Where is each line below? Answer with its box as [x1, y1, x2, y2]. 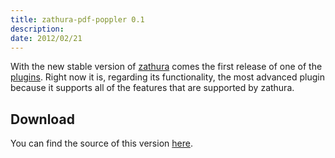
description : [10, 24, 65, 34]
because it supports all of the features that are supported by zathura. [10, 82, 295, 94]
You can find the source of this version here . [10, 137, 193, 150]
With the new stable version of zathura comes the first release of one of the [10, 61, 323, 73]
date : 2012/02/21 [10, 33, 83, 43]
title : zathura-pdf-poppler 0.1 [10, 14, 145, 25]
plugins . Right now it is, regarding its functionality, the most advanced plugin [10, 71, 325, 83]
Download [10, 111, 75, 128]
